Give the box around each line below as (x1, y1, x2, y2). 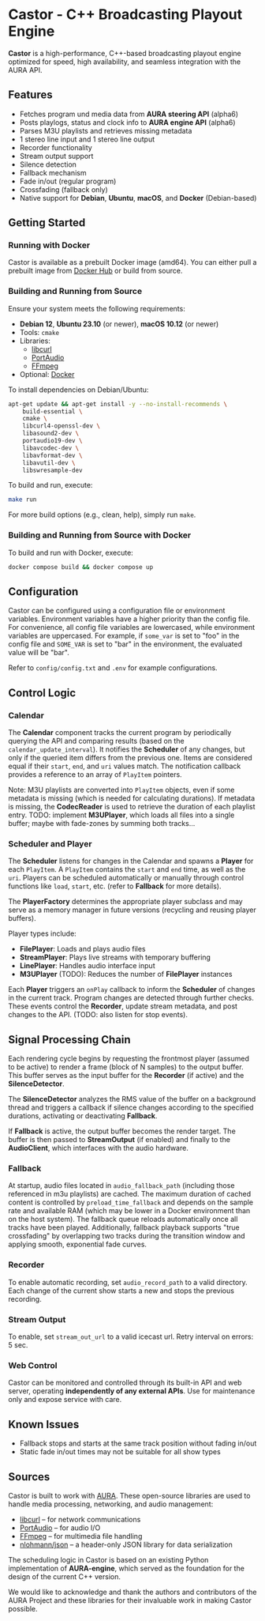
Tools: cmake (19, 327, 60, 337)
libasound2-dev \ (22, 429, 80, 438)
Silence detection (19, 160, 77, 169)
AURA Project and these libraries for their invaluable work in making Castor (8, 1595, 252, 1605)
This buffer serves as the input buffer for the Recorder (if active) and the (8, 1071, 244, 1080)
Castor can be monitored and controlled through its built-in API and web (8, 1378, 242, 1388)
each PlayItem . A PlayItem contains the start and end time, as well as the (8, 865, 246, 874)
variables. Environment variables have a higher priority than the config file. (8, 614, 251, 624)
